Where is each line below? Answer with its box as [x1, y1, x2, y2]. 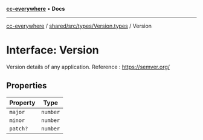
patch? [9, 125, 28, 132]
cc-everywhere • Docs [6, 5, 65, 12]
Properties [6, 81, 47, 91]
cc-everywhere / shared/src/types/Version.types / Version [6, 22, 152, 29]
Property [9, 99, 36, 107]
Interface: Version [6, 43, 100, 57]
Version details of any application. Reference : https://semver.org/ [6, 63, 170, 70]
